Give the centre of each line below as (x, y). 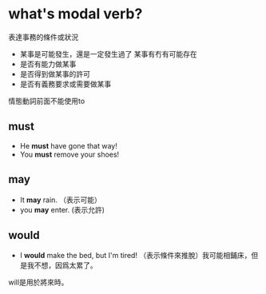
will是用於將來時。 (38, 282)
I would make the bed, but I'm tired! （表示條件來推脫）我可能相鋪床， (135, 256)
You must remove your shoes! (69, 154)
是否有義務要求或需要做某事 (66, 84)
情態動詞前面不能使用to (47, 101)
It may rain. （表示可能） (61, 200)
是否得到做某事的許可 (55, 73)
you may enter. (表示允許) (62, 209)
